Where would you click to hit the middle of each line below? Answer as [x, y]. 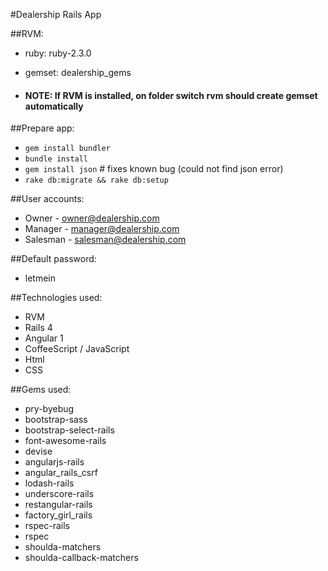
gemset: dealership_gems [78, 72]
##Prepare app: [42, 128]
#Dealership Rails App [56, 14]
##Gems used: [41, 390]
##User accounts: [47, 199]
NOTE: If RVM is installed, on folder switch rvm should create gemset [171, 95]
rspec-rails [47, 526]
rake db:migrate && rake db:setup [96, 180]
